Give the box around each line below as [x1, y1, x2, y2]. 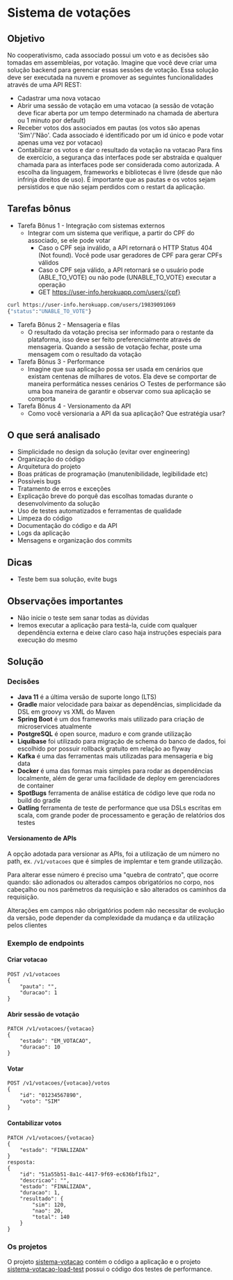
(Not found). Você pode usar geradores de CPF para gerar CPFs [38, 250, 223, 259]
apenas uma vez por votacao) [17, 138, 103, 147]
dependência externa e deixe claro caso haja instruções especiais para [17, 628, 221, 637]
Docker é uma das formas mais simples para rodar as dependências [17, 767, 214, 775]
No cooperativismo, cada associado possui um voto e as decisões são [7, 51, 209, 59]
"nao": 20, [32, 1207, 64, 1215]
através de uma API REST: [7, 81, 82, 88]
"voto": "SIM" [19, 1098, 61, 1105]
